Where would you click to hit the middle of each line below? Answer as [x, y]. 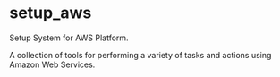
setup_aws [51, 13]
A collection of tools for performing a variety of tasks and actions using [140, 55]
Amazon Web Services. [52, 64]
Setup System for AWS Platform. [69, 38]
